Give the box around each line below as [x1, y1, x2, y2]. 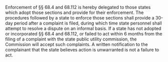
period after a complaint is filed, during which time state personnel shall [14, 20, 162, 26]
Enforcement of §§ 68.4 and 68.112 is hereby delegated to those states [5, 4, 151, 10]
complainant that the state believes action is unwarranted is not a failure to [5, 47, 159, 52]
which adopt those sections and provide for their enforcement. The [5, 9, 144, 15]
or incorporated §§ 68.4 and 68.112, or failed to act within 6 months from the [5, 31, 162, 36]
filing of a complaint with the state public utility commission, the [5, 36, 137, 42]
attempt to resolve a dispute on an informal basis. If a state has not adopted [5, 25, 161, 31]
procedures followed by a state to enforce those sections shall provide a [5, 15, 154, 20]
